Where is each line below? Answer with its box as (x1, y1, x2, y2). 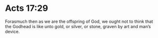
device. (5, 28, 20, 34)
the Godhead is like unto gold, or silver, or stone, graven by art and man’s (5, 23, 151, 29)
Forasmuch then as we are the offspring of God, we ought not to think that (5, 19, 154, 24)
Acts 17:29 (5, 3, 48, 14)
